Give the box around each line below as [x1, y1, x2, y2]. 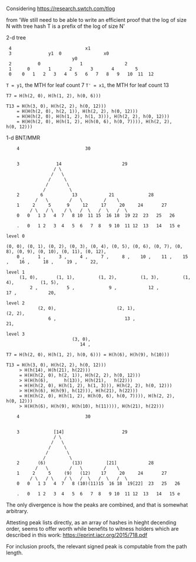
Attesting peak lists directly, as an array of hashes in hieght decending [6, 519, 177, 526]
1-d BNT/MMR [6, 134, 41, 141]
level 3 [6, 331, 25, 337]
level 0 [6, 233, 25, 239]
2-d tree [6, 34, 26, 41]
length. [6, 549, 24, 556]
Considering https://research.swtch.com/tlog [6, 5, 115, 12]
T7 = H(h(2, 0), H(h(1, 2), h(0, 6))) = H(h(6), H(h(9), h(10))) [6, 352, 170, 358]
